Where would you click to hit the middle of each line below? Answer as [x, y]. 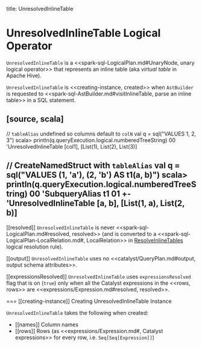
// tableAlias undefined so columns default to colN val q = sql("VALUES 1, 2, [101, 134]
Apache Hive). [24, 76]
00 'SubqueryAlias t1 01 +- [80, 194]
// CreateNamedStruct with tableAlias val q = [93, 166]
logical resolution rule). [35, 247]
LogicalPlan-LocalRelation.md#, [46, 240]
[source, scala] [35, 119]
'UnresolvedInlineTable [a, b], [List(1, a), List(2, [96, 203]
